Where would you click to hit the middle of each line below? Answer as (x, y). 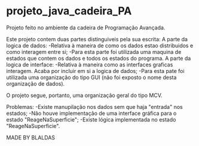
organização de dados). (36, 83)
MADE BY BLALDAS (31, 137)
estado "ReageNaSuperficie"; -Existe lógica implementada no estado (91, 119)
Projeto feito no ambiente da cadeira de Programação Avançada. (86, 28)
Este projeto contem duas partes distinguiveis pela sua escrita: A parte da (97, 39)
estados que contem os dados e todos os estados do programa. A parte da (99, 58)
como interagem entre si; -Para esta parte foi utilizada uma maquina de (94, 51)
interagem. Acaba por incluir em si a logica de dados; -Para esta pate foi (95, 71)
